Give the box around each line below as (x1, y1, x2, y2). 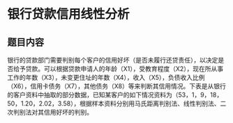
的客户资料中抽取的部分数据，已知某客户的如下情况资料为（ (7, 91, 179, 99)
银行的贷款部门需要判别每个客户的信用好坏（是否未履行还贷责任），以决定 (7, 56, 218, 64)
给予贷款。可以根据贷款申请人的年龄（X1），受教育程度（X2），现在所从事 (13, 65, 224, 73)
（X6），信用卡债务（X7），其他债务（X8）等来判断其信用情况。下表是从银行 (7, 82, 227, 90)
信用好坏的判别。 (43, 108, 93, 116)
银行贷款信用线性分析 (7, 6, 130, 22)
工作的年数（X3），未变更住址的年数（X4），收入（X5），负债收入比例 (7, 74, 205, 81)
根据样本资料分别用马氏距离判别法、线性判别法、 (79, 99, 220, 108)
